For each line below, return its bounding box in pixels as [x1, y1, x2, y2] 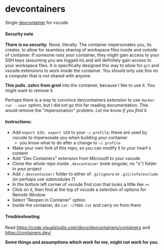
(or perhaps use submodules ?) [12, 176, 76, 182]
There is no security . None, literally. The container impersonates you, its [5, 42, 152, 47]
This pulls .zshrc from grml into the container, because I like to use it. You [5, 82, 155, 89]
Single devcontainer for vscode [5, 20, 69, 25]
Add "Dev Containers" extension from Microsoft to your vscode [12, 156, 141, 161]
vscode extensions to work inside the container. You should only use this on [5, 68, 158, 74]
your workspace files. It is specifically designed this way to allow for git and [5, 63, 159, 68]
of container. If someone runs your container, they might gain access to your [5, 52, 160, 58]
